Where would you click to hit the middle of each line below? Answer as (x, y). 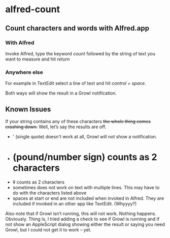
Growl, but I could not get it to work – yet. (48, 229)
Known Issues (28, 109)
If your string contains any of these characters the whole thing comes (78, 121)
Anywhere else (24, 72)
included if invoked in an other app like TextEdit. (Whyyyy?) (75, 203)
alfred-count (32, 9)
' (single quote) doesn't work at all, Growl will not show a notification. (85, 136)
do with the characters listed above (49, 193)
